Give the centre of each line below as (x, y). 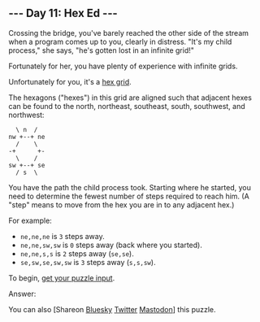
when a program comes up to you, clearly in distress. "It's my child (120, 41)
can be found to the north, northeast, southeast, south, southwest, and (127, 106)
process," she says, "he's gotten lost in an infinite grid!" (102, 50)
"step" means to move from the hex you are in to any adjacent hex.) (121, 205)
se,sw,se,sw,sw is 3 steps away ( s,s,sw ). (88, 262)
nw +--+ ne (27, 137)
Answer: (22, 294)
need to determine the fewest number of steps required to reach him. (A (129, 196)
